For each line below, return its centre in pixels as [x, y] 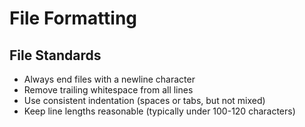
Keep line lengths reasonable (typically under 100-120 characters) [159, 111]
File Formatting [73, 18]
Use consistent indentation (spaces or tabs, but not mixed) [144, 100]
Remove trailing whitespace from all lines [108, 90]
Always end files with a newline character [109, 79]
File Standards [55, 55]
